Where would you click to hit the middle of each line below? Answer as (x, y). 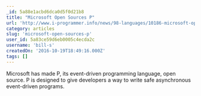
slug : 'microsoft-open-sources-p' (49, 34)
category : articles (31, 28)
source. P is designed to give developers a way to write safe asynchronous (99, 80)
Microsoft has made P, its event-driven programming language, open (91, 73)
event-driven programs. (35, 86)
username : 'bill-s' (31, 46)
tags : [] (17, 56)
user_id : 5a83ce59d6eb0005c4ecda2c (51, 40)
